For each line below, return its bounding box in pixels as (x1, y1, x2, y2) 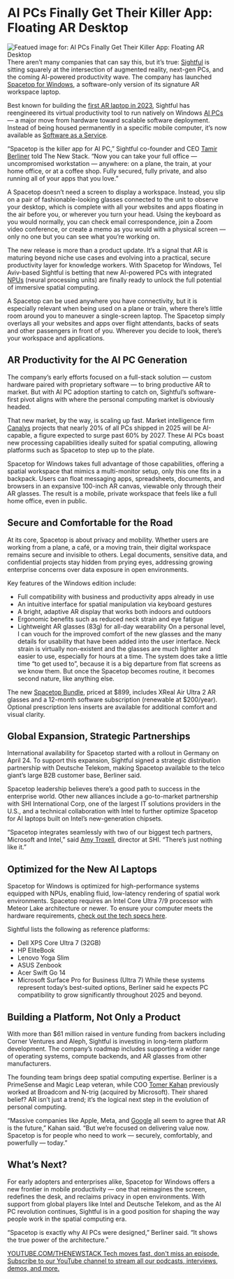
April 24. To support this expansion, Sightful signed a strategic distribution (7, 756, 221, 764)
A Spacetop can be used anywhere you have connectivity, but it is (7, 296, 198, 305)
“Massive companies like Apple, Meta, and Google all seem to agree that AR (7, 1117, 226, 1124)
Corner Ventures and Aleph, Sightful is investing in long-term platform (7, 1037, 208, 1045)
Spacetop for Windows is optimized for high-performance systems (7, 882, 200, 890)
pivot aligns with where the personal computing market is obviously (20, 395, 214, 403)
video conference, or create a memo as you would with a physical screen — (7, 225, 226, 233)
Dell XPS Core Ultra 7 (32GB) (17, 939, 101, 947)
